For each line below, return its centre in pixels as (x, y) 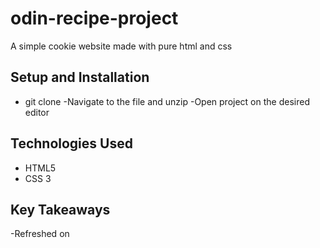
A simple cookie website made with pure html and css (121, 46)
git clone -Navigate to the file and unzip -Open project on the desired (167, 101)
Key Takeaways (60, 209)
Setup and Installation (80, 77)
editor (37, 112)
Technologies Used (71, 143)
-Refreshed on (40, 234)
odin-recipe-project (94, 18)
